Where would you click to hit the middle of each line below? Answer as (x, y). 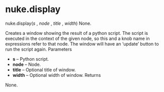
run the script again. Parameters (38, 49)
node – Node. (27, 64)
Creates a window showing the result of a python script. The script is (77, 33)
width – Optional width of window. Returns (57, 75)
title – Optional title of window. (44, 70)
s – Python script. (31, 59)
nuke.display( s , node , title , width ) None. (48, 23)
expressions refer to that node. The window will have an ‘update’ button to (82, 43)
